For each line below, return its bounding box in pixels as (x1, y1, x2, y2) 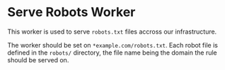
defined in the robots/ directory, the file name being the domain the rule (7, 48, 217, 57)
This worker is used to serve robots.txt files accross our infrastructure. (7, 27, 217, 36)
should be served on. (7, 55, 69, 64)
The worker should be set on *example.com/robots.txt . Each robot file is (7, 41, 218, 49)
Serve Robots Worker (7, 4, 136, 20)
